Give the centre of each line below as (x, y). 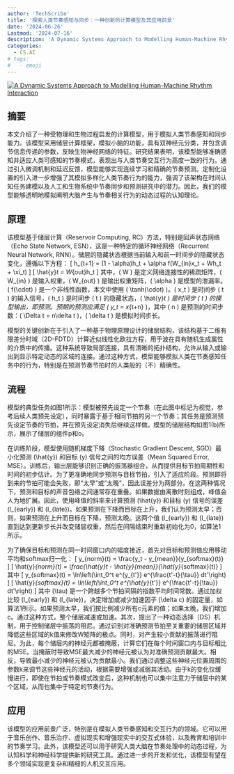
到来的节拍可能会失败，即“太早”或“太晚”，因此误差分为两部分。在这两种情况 (116, 483)
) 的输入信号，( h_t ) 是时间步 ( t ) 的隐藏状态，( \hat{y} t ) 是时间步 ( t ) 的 (111, 298)
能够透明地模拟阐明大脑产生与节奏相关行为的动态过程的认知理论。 (108, 195)
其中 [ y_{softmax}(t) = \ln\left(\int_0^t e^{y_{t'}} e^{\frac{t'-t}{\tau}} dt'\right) (117, 575)
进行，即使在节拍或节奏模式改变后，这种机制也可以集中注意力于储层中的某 (120, 678)
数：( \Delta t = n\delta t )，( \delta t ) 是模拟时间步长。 (86, 316)
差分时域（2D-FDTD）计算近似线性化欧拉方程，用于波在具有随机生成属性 (118, 339)
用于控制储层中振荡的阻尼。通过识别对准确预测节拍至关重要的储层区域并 (123, 626)
